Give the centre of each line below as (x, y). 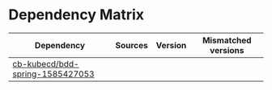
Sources (132, 45)
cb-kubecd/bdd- (46, 63)
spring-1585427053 (53, 74)
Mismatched (227, 40)
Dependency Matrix (76, 15)
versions (227, 50)
